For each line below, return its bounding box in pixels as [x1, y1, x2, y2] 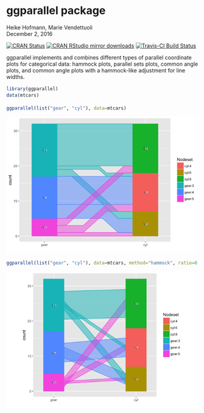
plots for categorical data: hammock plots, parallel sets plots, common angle [6, 60, 199, 68]
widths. [6, 73, 25, 80]
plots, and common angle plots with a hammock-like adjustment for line [6, 66, 186, 74]
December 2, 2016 [6, 30, 53, 37]
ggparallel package [6, 4, 106, 18]
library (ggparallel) [6, 86, 59, 92]
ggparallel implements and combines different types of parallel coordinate [6, 54, 192, 61]
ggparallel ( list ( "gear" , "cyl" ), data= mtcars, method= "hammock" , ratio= [6, 260, 195, 266]
